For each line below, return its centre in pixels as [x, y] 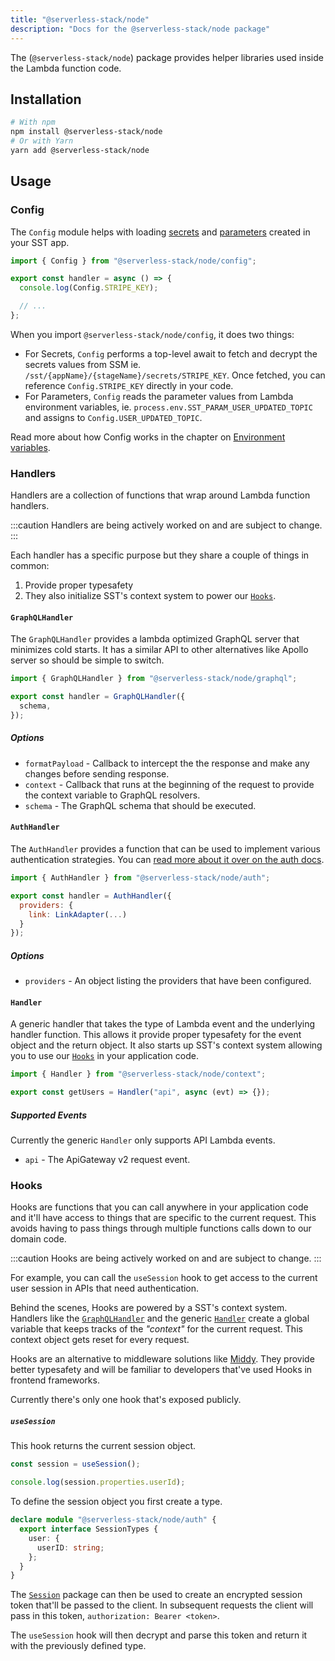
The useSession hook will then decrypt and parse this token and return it [159, 1635]
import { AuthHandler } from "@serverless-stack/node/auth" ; [140, 878]
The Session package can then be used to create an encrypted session [156, 1595]
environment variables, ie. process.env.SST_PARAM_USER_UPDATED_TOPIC [168, 407]
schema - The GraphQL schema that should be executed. [140, 805]
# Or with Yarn [42, 141]
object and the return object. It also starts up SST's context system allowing [166, 1045]
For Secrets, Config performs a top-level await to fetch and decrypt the [171, 353]
